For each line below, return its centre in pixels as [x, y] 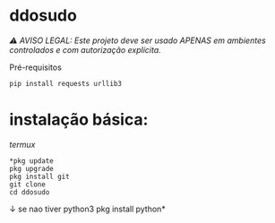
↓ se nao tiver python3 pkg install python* [87, 209]
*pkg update [31, 161]
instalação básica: [79, 120]
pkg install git [39, 176]
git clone [28, 184]
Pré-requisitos [36, 67]
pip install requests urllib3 [66, 83]
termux [22, 144]
